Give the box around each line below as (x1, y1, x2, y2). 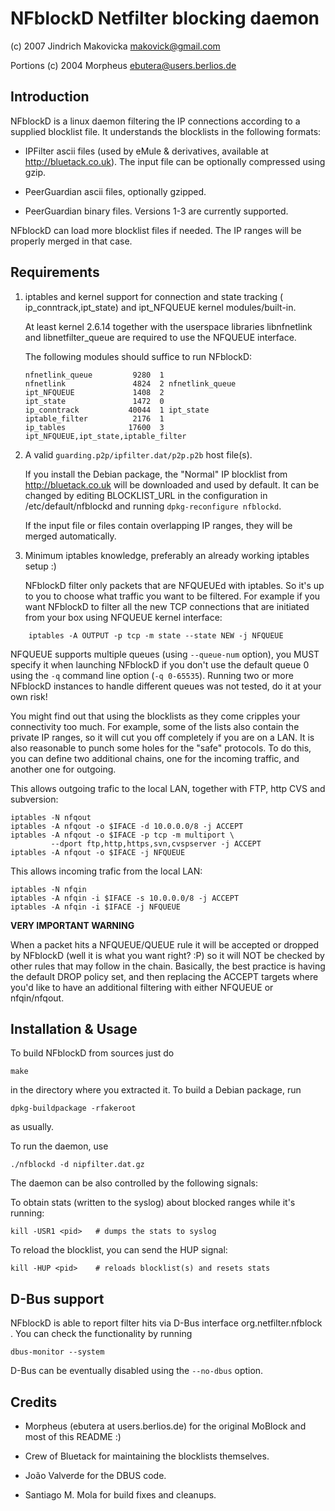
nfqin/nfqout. (10, 992, 65, 1004)
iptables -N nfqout (10, 812, 92, 822)
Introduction (10, 88, 90, 106)
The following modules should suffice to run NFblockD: (24, 350, 253, 362)
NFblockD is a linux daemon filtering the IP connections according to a (10, 115, 301, 127)
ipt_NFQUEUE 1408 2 (24, 387, 165, 397)
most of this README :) (24, 1431, 122, 1442)
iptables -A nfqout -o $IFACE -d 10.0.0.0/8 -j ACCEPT (10, 821, 244, 831)
